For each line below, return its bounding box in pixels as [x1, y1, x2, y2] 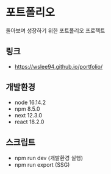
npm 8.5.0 [14, 105, 40, 113]
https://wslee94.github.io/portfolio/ [14, 63, 103, 70]
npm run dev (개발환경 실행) [14, 155, 84, 162]
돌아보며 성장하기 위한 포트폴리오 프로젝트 [5, 27, 106, 34]
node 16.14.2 [14, 99, 46, 106]
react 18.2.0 [14, 118, 45, 125]
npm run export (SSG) [14, 161, 70, 169]
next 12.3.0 [14, 111, 43, 119]
